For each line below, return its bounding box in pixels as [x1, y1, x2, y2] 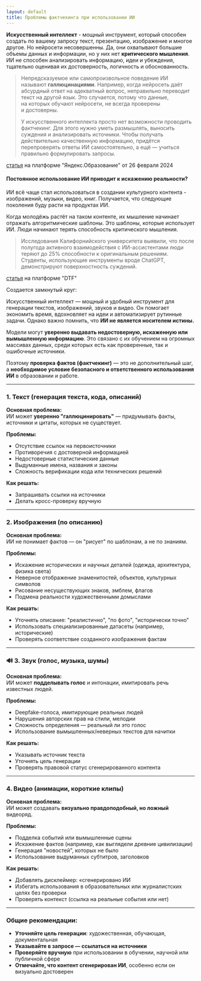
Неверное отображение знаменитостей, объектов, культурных [14, 574, 177, 581]
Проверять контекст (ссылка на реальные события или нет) [14, 895, 169, 902]
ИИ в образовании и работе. [6, 372, 80, 379]
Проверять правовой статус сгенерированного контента [14, 764, 161, 771]
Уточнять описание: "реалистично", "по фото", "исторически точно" [14, 617, 190, 624]
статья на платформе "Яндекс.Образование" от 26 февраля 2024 [6, 161, 173, 169]
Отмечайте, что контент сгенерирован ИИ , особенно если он [14, 962, 175, 969]
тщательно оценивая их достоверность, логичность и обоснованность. [6, 62, 190, 70]
